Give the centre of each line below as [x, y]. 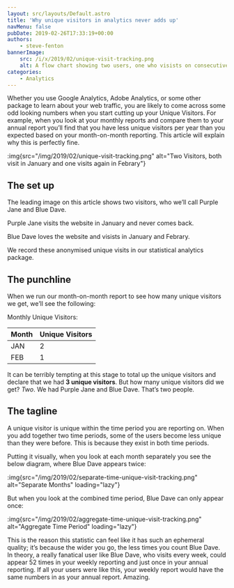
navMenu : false [29, 26]
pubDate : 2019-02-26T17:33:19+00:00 [60, 33]
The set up [31, 185]
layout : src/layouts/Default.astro [59, 14]
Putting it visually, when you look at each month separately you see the [109, 456]
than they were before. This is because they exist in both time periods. [108, 442]
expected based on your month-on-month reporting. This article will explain [116, 135]
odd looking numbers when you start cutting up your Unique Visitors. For [112, 113]
